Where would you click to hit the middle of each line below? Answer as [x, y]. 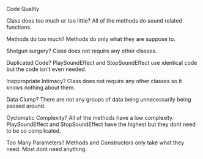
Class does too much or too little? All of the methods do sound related [94, 20]
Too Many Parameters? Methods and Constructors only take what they [95, 142]
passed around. [26, 106]
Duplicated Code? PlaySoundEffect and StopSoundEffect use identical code [102, 63]
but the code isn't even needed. [46, 69]
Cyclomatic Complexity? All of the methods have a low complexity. [90, 118]
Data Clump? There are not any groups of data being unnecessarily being [99, 99]
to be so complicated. [34, 131]
